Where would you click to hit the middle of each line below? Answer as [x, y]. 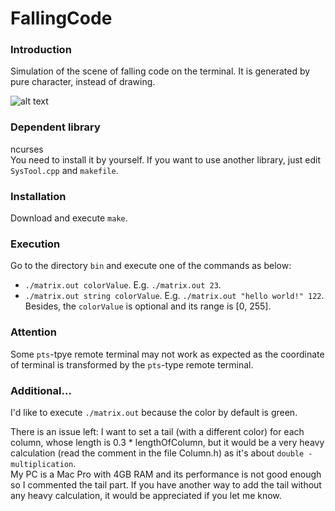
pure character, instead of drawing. [83, 82]
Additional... [41, 390]
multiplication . [43, 463]
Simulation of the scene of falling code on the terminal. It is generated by [160, 71]
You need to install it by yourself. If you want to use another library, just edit [166, 159]
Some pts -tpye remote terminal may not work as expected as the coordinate [167, 354]
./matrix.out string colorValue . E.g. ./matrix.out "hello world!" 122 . [174, 296]
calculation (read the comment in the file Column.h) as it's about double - [161, 453]
